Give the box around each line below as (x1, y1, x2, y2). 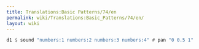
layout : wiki (6, 20, 40, 26)
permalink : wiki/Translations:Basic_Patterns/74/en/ (6, 15, 144, 21)
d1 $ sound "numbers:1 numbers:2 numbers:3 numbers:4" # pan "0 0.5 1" (6, 37, 193, 43)
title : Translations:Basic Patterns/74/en (6, 9, 117, 15)
